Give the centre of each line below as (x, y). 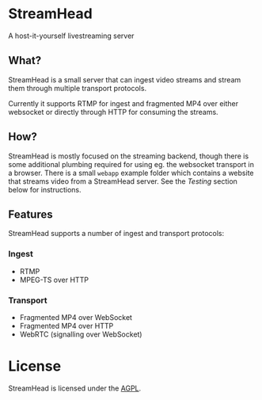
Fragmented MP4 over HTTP (66, 326)
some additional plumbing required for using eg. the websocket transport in (131, 164)
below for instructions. (45, 189)
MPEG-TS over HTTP (54, 280)
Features (30, 214)
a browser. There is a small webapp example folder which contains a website (131, 173)
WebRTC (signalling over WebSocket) (81, 334)
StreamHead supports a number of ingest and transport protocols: (116, 234)
